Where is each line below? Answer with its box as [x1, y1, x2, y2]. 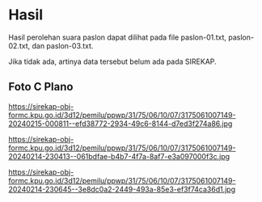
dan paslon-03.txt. [32, 40, 94, 50]
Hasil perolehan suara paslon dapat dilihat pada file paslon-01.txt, [8, 32, 227, 42]
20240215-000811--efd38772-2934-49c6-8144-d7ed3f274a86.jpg [8, 119, 233, 128]
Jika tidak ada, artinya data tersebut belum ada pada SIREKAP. [8, 57, 217, 66]
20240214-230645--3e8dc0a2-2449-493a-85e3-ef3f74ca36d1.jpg [8, 184, 236, 194]
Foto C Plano [8, 80, 74, 94]
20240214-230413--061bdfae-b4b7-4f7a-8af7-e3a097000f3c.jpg [8, 151, 230, 161]
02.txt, [8, 40, 31, 50]
